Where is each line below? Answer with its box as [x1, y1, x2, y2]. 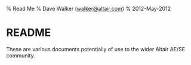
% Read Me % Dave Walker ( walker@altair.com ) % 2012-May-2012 [6, 5, 171, 12]
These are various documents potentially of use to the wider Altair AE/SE [6, 45, 186, 52]
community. [6, 52, 35, 59]
